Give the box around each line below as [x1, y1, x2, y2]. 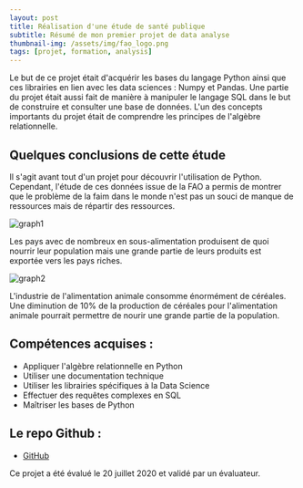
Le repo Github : [9, 426, 102, 441]
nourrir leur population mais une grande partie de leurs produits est [9, 245, 262, 256]
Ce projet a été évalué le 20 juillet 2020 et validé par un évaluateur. [9, 467, 261, 479]
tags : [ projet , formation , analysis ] [9, 47, 153, 57]
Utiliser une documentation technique [22, 370, 164, 381]
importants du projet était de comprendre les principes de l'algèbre [9, 111, 261, 122]
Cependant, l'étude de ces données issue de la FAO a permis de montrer [9, 181, 282, 192]
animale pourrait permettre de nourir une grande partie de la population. [9, 309, 280, 320]
